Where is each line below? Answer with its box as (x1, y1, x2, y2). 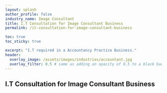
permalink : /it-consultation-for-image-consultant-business (5, 26, 133, 31)
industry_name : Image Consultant (5, 16, 75, 21)
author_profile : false (5, 12, 52, 17)
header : (5, 52, 21, 57)
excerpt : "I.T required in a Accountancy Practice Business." (5, 48, 137, 53)
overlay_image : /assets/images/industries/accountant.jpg (9, 57, 133, 62)
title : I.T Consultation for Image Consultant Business (5, 21, 123, 26)
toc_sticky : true (5, 39, 41, 44)
